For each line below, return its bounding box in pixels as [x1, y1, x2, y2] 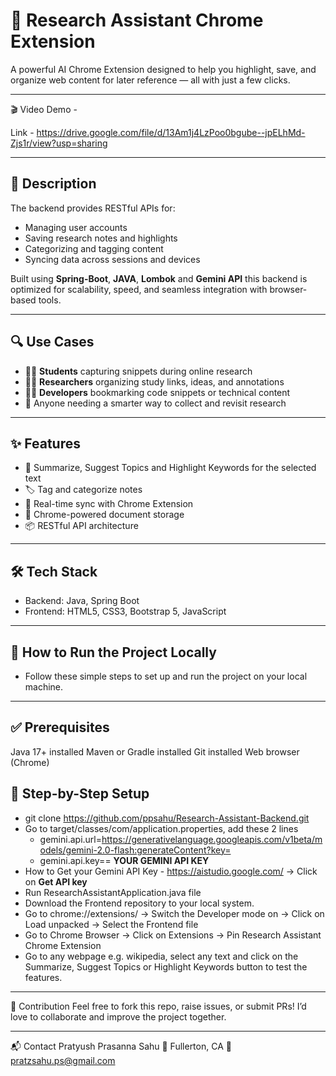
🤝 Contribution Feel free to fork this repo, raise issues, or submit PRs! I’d [10, 1000, 307, 1012]
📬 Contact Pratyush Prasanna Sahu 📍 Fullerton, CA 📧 [10, 1040, 232, 1052]
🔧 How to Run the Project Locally [10, 644, 217, 661]
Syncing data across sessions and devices [24, 253, 201, 265]
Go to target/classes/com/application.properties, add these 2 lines [24, 822, 299, 834]
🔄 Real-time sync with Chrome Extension [24, 498, 194, 510]
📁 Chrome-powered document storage [24, 509, 185, 521]
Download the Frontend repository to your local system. [24, 897, 255, 909]
